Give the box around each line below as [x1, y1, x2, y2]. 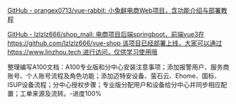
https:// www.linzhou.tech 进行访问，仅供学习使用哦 [7, 48, 158, 56]
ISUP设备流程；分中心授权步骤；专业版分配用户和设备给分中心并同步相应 [7, 81, 222, 88]
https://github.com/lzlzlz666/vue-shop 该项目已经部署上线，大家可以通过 [7, 39, 222, 47]
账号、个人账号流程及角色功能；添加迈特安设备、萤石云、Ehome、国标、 [7, 71, 221, 80]
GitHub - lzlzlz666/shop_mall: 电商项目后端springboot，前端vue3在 [7, 30, 205, 38]
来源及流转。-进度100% [31, 89, 102, 98]
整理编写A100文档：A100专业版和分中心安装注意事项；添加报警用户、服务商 [7, 63, 230, 71]
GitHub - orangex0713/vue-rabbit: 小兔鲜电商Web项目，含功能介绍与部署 [7, 6, 222, 14]
